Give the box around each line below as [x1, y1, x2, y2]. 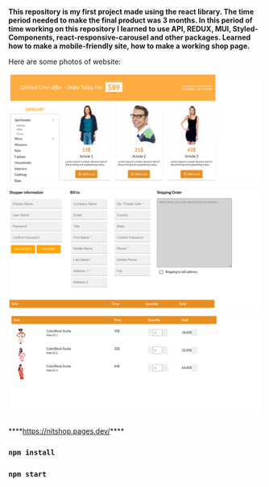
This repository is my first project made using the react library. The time [8, 7, 255, 16]
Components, [8, 32, 56, 42]
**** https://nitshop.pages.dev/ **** [8, 426, 125, 435]
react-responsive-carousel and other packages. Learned [56, 32, 251, 42]
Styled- [232, 24, 259, 33]
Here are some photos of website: [8, 57, 122, 66]
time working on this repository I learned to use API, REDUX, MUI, [8, 24, 231, 33]
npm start [8, 469, 47, 479]
